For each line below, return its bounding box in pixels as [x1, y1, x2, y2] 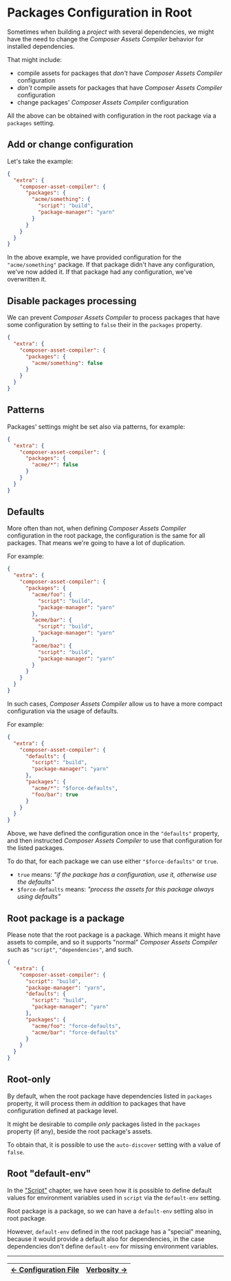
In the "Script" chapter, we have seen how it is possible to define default [7, 1186, 212, 1194]
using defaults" [16, 893, 60, 901]
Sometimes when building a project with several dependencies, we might [7, 28, 214, 36]
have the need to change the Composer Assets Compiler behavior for [7, 34, 204, 43]
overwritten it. [7, 275, 47, 284]
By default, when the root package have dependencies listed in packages [7, 1092, 212, 1100]
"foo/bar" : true [32, 791, 78, 798]
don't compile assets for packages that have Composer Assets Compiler [16, 83, 223, 92]
